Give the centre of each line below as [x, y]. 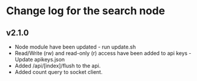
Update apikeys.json [40, 59]
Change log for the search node [85, 11]
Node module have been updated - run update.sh [75, 47]
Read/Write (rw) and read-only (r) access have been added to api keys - [103, 53]
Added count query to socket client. [58, 72]
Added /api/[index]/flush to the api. [58, 66]
